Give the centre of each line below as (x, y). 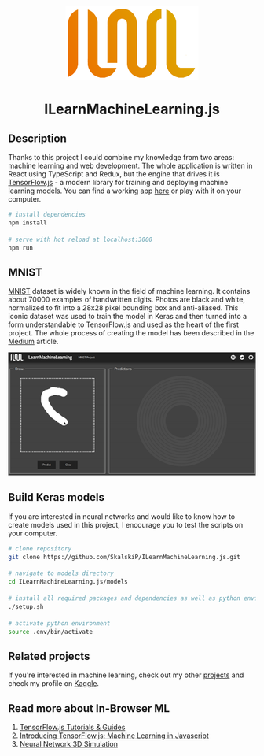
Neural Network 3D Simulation (68, 744)
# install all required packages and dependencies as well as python (125, 598)
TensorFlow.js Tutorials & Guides (72, 728)
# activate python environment (59, 623)
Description (37, 138)
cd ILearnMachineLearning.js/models (68, 582)
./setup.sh (26, 606)
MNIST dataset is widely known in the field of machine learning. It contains (129, 291)
